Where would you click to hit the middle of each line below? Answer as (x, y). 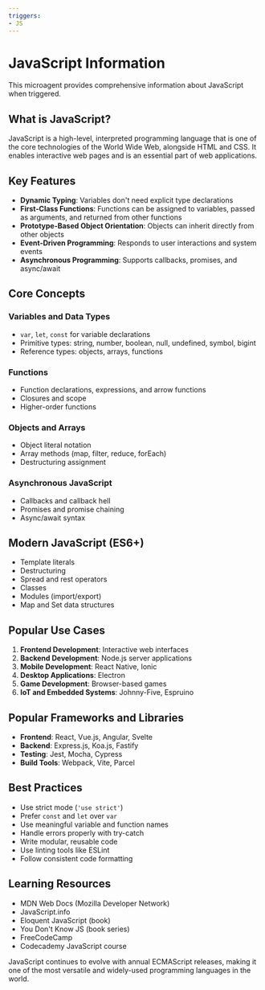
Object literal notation (55, 445)
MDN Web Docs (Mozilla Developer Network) (95, 903)
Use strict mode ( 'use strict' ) (71, 807)
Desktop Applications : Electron (73, 676)
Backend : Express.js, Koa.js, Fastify (79, 746)
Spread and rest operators (63, 579)
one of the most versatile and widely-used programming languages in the (130, 970)
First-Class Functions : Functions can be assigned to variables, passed (137, 209)
